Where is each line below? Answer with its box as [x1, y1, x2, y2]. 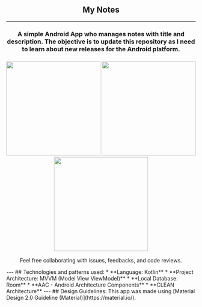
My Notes [82, 5, 120, 15]
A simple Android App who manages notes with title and [17, 29, 185, 38]
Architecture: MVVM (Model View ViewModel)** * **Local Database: [6, 275, 179, 282]
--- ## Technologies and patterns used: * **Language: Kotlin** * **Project [6, 268, 194, 276]
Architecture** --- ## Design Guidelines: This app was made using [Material [6, 288, 195, 295]
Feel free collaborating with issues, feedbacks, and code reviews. [20, 257, 182, 264]
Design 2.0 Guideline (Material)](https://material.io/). [6, 294, 136, 302]
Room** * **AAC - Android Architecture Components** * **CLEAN [6, 281, 174, 288]
